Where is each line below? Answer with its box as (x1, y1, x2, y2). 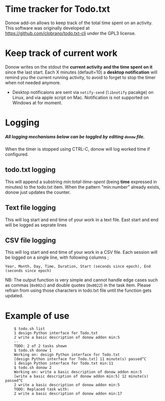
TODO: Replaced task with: (14, 387, 69, 392)
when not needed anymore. (5, 80, 61, 85)
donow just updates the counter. (5, 189, 71, 195)
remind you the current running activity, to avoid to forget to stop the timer (5, 74, 156, 80)
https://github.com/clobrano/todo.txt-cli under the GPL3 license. (5, 30, 136, 36)
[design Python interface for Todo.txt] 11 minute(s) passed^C (14, 357, 147, 361)
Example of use (5, 310, 70, 321)
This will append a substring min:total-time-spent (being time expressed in (5, 179, 157, 185)
